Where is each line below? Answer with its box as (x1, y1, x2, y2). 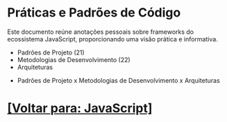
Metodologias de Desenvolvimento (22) (17, 55, 131, 63)
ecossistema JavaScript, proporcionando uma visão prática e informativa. (7, 34, 219, 43)
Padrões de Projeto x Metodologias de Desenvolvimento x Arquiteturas (17, 76, 220, 84)
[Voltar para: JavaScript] (7, 101, 153, 116)
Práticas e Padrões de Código (7, 5, 181, 21)
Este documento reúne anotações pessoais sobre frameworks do (7, 28, 194, 36)
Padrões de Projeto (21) (17, 48, 85, 57)
